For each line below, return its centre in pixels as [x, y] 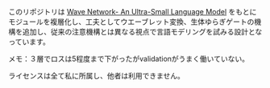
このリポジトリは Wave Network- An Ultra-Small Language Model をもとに [133, 12]
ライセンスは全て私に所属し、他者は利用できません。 [97, 76]
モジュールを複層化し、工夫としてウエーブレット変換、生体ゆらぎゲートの [131, 22]
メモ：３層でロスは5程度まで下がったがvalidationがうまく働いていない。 [129, 59]
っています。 [29, 42]
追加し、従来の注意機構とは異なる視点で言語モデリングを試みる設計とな [142, 32]
